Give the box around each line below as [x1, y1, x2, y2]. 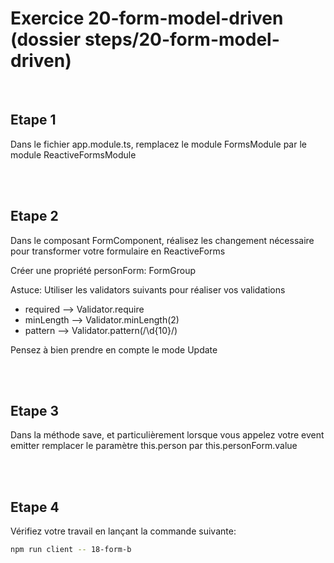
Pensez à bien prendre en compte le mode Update [10, 343, 218, 356]
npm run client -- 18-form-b [10, 545, 132, 555]
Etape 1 [10, 112, 57, 129]
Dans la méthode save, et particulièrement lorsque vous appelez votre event [10, 429, 325, 441]
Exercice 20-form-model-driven [10, 7, 284, 30]
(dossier [10, 28, 82, 51]
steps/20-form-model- [84, 28, 280, 51]
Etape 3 [10, 402, 60, 419]
